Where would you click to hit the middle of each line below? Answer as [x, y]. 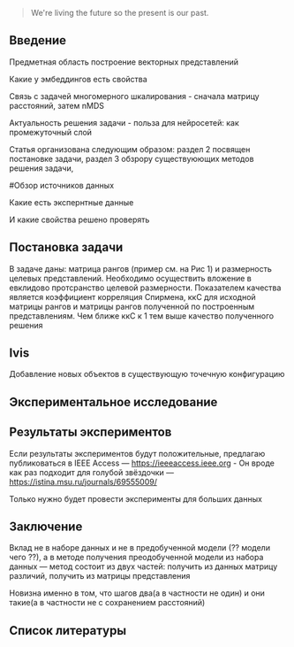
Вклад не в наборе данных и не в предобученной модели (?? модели [140, 548]
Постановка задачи [66, 247]
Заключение [46, 527]
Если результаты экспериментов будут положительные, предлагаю [137, 453]
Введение [38, 40]
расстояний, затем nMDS [57, 105]
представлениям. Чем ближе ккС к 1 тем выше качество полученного [142, 316]
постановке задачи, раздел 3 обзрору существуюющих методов [132, 158]
